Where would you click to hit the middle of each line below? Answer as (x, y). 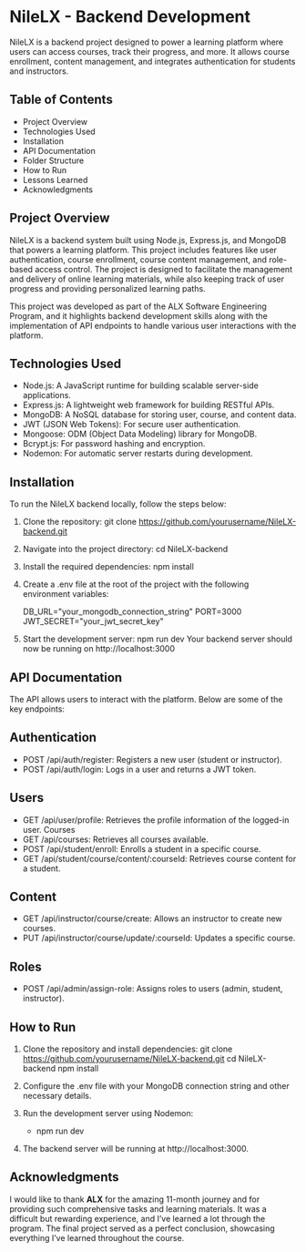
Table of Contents (61, 100)
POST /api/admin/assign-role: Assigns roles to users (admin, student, (153, 989)
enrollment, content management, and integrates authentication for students (153, 61)
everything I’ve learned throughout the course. (97, 1237)
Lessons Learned (55, 180)
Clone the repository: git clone (79, 522)
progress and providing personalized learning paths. (108, 288)
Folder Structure (53, 160)
